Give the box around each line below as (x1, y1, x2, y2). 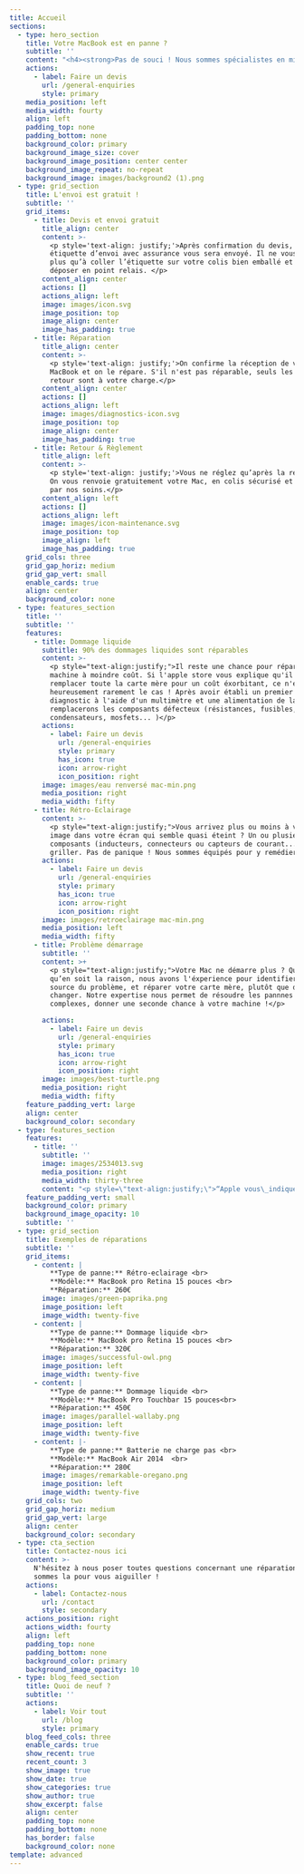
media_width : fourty (25, 106, 103, 115)
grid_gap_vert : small (25, 569, 107, 578)
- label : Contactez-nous (33, 1588, 128, 1598)
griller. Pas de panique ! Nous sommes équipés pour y (49, 848, 261, 857)
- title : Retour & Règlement (33, 443, 144, 452)
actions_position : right (25, 1615, 119, 1624)
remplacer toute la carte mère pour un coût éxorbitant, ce (49, 679, 281, 688)
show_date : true (25, 1774, 88, 1783)
